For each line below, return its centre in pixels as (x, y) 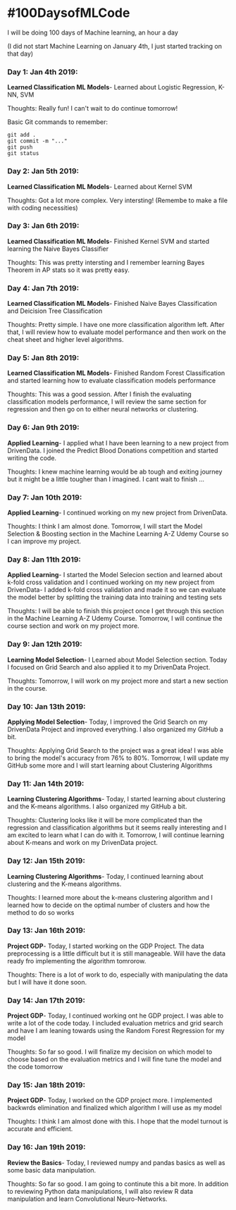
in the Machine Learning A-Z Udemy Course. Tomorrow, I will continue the (115, 619)
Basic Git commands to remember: (57, 122)
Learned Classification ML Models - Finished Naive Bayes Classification (112, 304)
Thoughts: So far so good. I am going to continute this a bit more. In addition (118, 1184)
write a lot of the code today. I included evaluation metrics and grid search (115, 1023)
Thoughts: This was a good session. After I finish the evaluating (99, 394)
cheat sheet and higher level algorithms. (66, 340)
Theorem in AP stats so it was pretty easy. (69, 270)
